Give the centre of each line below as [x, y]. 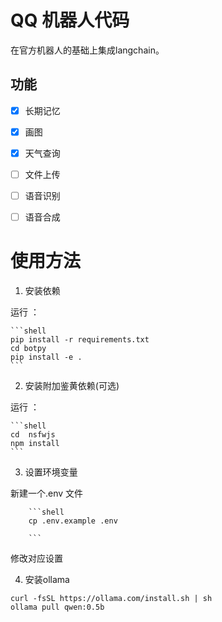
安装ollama [47, 580]
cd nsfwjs [33, 435]
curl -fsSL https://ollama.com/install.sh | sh [111, 599]
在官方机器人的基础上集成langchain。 [87, 50]
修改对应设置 [36, 558]
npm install [35, 444]
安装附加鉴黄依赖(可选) [72, 386]
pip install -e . [46, 357]
